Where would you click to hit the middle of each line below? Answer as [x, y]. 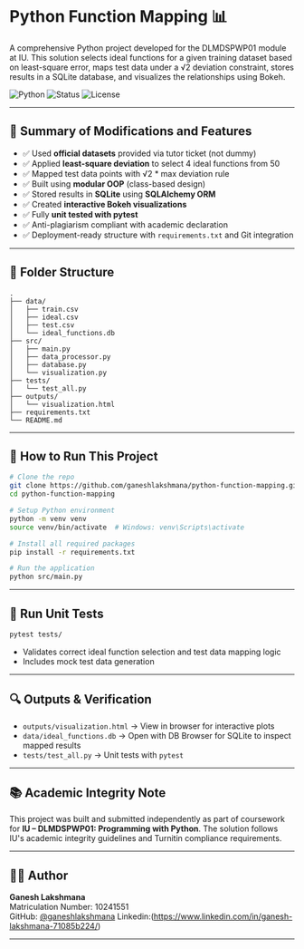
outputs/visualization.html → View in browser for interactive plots [148, 726]
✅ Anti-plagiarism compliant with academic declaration [125, 224]
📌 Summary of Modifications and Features [131, 131]
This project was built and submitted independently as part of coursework [147, 819]
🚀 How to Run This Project [84, 456]
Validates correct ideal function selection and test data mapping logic [152, 652]
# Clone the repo [42, 477]
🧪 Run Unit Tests [57, 613]
